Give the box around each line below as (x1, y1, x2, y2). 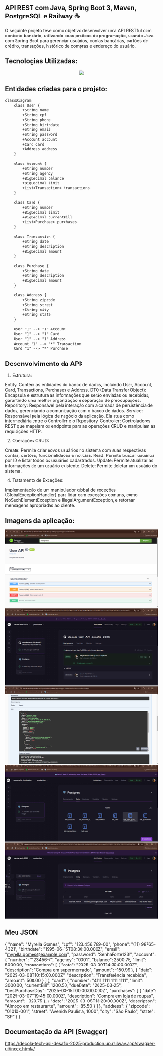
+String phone (22, 118, 51, 123)
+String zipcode (22, 298, 55, 303)
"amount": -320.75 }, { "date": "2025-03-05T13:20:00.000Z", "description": (5, 998, 156, 1004)
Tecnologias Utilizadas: (5, 57, 78, 65)
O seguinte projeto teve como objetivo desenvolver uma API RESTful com (5, 27, 152, 33)
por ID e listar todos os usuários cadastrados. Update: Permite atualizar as (5, 457, 154, 464)
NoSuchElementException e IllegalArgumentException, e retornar (5, 497, 135, 503)
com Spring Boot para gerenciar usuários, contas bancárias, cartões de (5, 37, 148, 43)
